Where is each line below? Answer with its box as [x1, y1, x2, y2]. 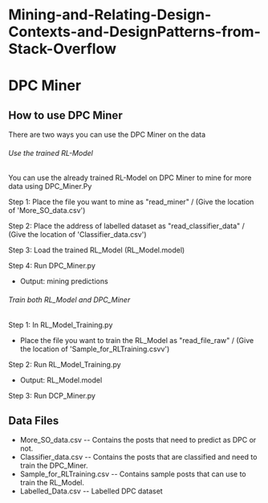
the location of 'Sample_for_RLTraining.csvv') [19, 344, 170, 354]
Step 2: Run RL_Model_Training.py [8, 359, 122, 369]
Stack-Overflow [8, 40, 116, 58]
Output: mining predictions [19, 276, 108, 286]
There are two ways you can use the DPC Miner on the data [8, 130, 206, 140]
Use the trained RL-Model [8, 148, 94, 157]
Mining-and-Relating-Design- [8, 6, 212, 24]
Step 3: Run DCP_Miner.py [8, 391, 96, 400]
